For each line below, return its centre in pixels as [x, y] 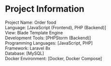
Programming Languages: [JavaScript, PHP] [49, 43]
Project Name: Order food [31, 22]
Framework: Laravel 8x [28, 48]
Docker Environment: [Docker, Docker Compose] [54, 58]
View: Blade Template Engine [34, 33]
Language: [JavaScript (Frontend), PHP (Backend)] [55, 27]
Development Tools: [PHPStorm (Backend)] [48, 38]
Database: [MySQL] [25, 53]
